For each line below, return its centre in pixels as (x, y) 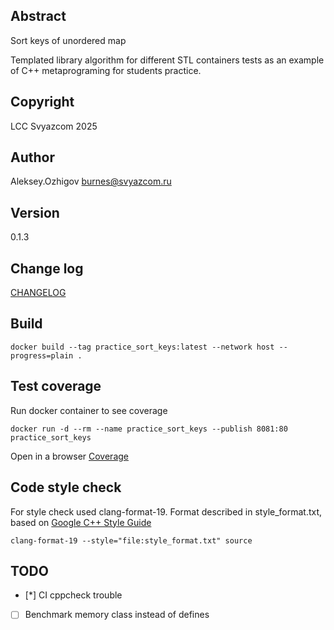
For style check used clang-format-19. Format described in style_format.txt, (166, 511)
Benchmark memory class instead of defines (117, 615)
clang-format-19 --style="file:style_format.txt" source (131, 540)
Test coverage (56, 386)
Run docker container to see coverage (89, 410)
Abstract (38, 16)
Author (32, 157)
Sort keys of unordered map (68, 40)
